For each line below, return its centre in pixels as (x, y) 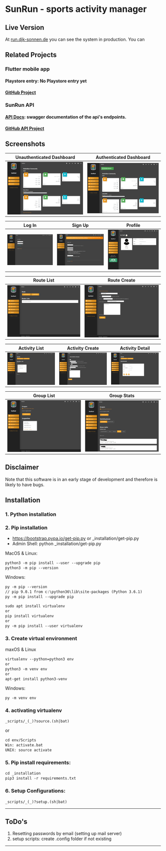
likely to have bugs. (25, 485)
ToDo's (16, 821)
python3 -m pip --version (32, 568)
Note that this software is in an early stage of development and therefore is (82, 479)
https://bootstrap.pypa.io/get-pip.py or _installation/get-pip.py (76, 538)
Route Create (122, 280)
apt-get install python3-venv (36, 679)
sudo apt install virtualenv (35, 606)
